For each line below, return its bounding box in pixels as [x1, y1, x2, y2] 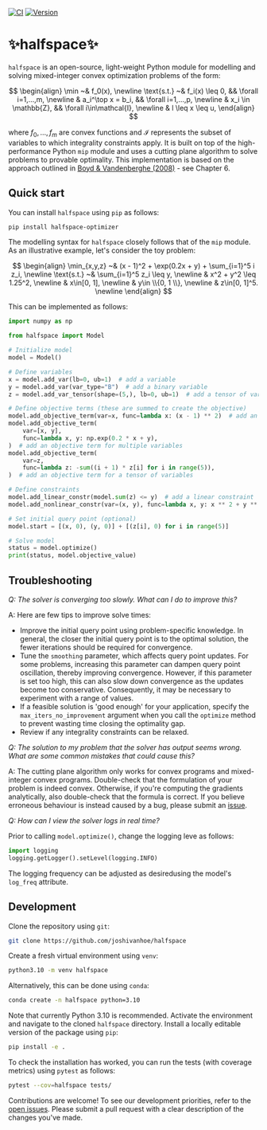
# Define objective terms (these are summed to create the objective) [8, 405, 247, 413]
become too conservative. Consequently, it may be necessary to [19, 685, 232, 694]
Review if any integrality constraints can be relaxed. [19, 727, 189, 736]
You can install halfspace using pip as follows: [8, 207, 160, 217]
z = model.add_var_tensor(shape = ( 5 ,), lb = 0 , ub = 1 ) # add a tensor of [8, 390, 247, 398]
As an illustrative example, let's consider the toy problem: [8, 245, 196, 255]
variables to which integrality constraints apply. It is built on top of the [8, 138, 237, 147]
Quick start [8, 186, 65, 200]
